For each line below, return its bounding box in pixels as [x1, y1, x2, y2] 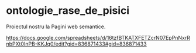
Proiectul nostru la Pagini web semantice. [6, 23, 106, 30]
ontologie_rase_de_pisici [6, 4, 130, 17]
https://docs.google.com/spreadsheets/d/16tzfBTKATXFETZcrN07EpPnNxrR [6, 34, 191, 41]
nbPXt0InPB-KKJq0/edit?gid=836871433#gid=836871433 [6, 40, 147, 47]
